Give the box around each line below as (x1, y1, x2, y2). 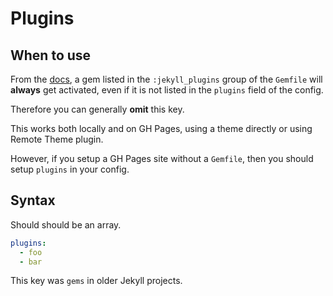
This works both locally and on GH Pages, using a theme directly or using (10, 123, 313, 134)
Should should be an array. (10, 218, 122, 231)
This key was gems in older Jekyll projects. (10, 275, 183, 287)
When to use (10, 47, 92, 64)
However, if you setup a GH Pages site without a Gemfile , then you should (10, 153, 314, 164)
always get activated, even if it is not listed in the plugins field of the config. (10, 84, 324, 96)
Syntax (10, 192, 56, 209)
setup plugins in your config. (10, 163, 130, 175)
